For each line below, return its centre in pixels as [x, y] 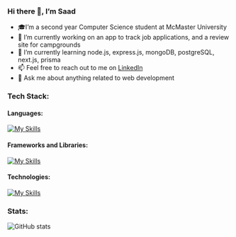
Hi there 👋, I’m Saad [41, 11]
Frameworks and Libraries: [48, 145]
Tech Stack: [28, 96]
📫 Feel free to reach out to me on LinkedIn [80, 68]
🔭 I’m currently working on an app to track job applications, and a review [123, 37]
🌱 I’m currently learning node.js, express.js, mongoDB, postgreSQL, [116, 52]
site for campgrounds [49, 45]
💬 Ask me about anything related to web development [96, 78]
